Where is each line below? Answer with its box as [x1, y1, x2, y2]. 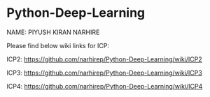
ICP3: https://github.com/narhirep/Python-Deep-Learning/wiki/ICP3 [6, 68, 202, 77]
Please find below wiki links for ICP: [6, 41, 110, 50]
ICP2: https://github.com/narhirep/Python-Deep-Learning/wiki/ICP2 [6, 54, 202, 64]
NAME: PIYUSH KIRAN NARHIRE [6, 28, 100, 36]
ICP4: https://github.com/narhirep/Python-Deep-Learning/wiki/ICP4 [6, 82, 203, 90]
